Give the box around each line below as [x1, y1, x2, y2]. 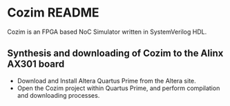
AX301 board [7, 59, 65, 70]
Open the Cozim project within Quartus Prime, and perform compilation [17, 84, 220, 92]
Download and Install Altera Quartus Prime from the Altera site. [17, 76, 197, 85]
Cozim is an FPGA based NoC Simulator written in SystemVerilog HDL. [7, 28, 207, 36]
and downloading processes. [17, 91, 100, 99]
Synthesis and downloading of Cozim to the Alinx [7, 47, 224, 59]
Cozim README [7, 5, 99, 21]
